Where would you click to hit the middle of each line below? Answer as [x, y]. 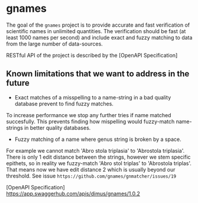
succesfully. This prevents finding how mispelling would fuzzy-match [90, 121]
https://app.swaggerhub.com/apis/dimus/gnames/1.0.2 [73, 194]
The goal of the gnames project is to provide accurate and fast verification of [98, 25]
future [18, 83]
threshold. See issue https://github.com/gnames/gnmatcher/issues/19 [91, 176]
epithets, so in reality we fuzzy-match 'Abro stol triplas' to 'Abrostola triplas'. [99, 163]
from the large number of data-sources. [55, 44]
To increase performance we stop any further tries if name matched [89, 115]
